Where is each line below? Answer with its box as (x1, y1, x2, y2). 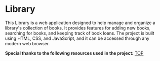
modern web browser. (5, 40, 50, 46)
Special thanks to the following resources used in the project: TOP (5, 50, 144, 56)
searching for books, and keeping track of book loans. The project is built (5, 30, 155, 36)
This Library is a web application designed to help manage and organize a (5, 20, 156, 26)
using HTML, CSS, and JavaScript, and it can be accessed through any (5, 35, 150, 41)
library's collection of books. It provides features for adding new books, (5, 25, 151, 30)
